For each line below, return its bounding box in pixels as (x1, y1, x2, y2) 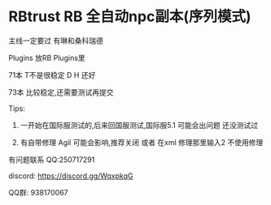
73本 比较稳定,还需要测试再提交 (8, 87, 114, 97)
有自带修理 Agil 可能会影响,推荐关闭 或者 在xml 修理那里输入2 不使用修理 (20, 137, 264, 147)
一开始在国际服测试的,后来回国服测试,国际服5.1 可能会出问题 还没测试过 (20, 120, 259, 130)
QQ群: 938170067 (8, 187, 69, 197)
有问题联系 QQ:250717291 (8, 155, 95, 164)
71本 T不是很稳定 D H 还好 (8, 70, 96, 79)
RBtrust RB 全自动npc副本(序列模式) (8, 7, 251, 26)
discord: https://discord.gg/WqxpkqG (8, 171, 133, 181)
